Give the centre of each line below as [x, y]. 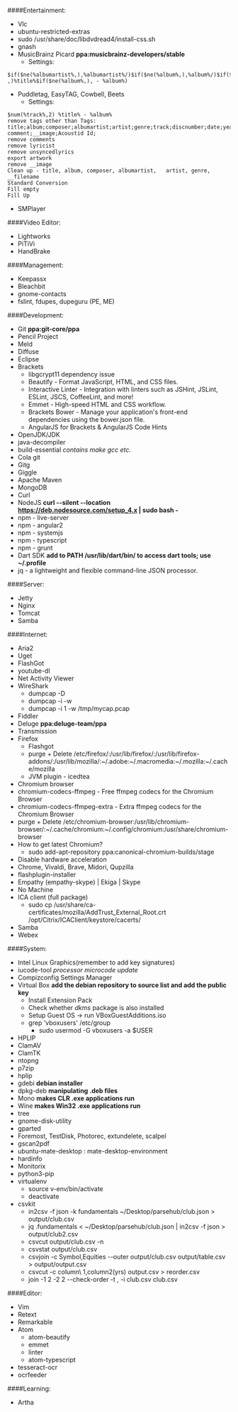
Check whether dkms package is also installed [96, 1008]
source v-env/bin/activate [66, 1189]
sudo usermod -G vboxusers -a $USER [96, 1030]
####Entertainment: [36, 10]
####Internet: [28, 634]
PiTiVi [26, 244]
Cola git [29, 457]
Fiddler [28, 716]
